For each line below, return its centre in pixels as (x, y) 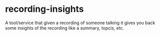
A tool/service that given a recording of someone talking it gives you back (80, 23)
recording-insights (44, 9)
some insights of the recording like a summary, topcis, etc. (65, 28)
